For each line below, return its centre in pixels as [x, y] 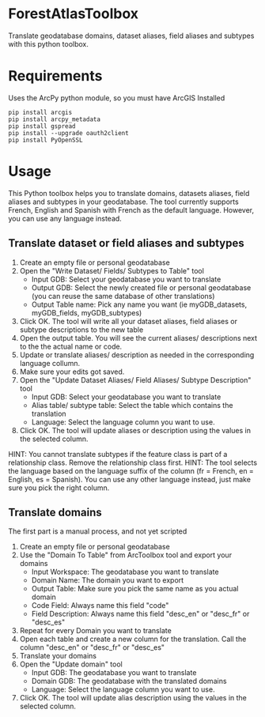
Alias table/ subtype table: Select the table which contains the [132, 405]
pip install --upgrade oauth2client [68, 133]
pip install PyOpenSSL [45, 140]
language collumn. [50, 363]
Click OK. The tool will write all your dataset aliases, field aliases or [129, 321]
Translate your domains [58, 656]
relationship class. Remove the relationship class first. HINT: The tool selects [133, 462]
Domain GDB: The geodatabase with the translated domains [129, 681]
